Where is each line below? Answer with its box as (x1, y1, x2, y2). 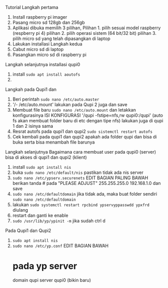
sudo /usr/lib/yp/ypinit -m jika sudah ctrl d (12, 218, 106, 224)
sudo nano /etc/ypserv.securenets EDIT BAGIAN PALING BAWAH (12, 175, 148, 181)
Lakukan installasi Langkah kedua (12, 41, 82, 47)
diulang (12, 207, 29, 213)
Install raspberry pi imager (12, 14, 67, 20)
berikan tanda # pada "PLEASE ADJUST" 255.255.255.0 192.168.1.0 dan (12, 180, 161, 186)
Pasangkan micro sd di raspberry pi (12, 52, 87, 58)
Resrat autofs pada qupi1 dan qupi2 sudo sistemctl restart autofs (12, 128, 152, 134)
